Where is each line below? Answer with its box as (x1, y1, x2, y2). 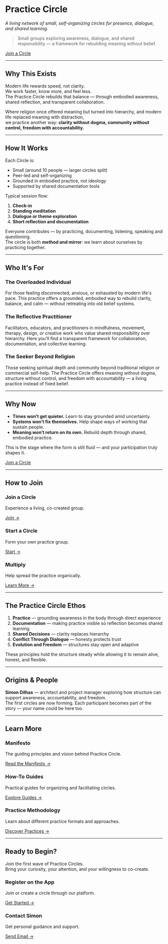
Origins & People (5, 676, 58, 684)
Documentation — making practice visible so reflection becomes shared (12, 620, 162, 626)
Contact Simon (5, 912, 42, 919)
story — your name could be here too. (5, 705, 83, 711)
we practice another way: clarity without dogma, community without (5, 119, 149, 125)
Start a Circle (5, 528, 38, 535)
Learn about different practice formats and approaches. (5, 818, 120, 824)
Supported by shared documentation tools (12, 183, 100, 189)
